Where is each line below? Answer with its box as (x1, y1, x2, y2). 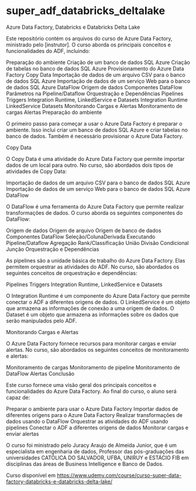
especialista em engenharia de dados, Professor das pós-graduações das (6, 448, 184, 455)
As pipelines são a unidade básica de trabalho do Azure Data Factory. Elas (6, 257, 185, 264)
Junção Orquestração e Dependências (6, 246, 99, 253)
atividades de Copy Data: (6, 167, 67, 174)
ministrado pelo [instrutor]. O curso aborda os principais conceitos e (6, 41, 171, 48)
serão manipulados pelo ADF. (6, 317, 77, 324)
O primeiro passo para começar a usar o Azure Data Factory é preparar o (6, 120, 183, 127)
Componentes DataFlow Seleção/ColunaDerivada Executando (6, 233, 156, 240)
